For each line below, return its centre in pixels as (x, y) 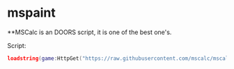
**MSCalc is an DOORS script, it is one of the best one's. (89, 32)
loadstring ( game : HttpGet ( (45, 58)
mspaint (31, 13)
